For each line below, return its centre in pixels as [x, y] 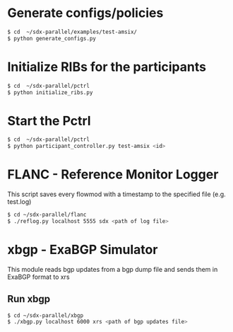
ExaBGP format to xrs [38, 277]
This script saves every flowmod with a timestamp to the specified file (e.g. [116, 194]
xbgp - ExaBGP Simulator [83, 250]
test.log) [19, 202]
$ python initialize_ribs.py [50, 92]
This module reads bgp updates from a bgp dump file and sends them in [113, 269]
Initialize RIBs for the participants [107, 67]
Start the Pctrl [49, 121]
